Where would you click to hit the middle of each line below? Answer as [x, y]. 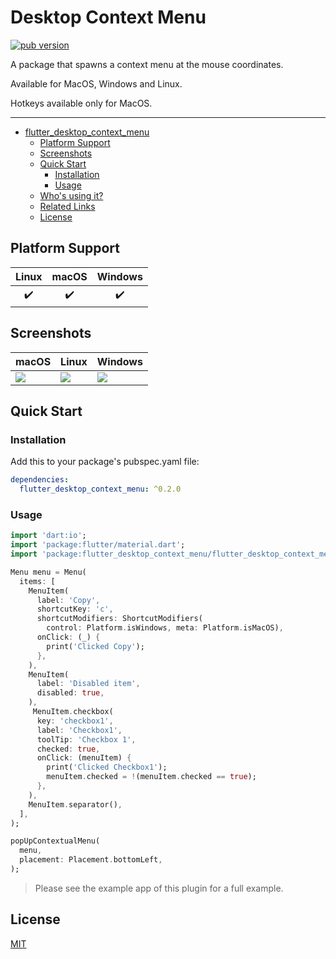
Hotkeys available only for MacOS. [81, 103]
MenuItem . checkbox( [73, 712]
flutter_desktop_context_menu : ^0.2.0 [100, 489]
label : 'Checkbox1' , [79, 730]
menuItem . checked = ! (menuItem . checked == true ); [151, 777]
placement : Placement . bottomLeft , [91, 860]
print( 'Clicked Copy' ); [95, 646]
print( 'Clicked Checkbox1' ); [107, 767]
